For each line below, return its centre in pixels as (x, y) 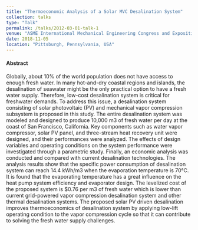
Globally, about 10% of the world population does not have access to (90, 77)
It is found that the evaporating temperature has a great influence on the (94, 177)
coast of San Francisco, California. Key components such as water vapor (95, 127)
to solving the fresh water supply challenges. (61, 221)
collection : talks (29, 17)
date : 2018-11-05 (27, 39)
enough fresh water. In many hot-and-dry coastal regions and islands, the (96, 83)
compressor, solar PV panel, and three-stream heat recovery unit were (92, 133)
